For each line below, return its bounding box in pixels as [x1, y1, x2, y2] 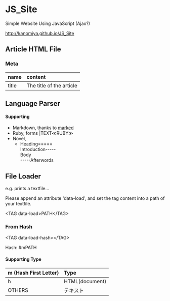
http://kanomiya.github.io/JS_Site [5, 30, 74, 36]
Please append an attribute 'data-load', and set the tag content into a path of [5, 195, 165, 201]
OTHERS [8, 286, 29, 293]
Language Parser [5, 99, 61, 108]
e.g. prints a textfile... [5, 186, 50, 192]
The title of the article [26, 82, 77, 89]
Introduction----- [20, 146, 56, 153]
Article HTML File [5, 45, 61, 54]
